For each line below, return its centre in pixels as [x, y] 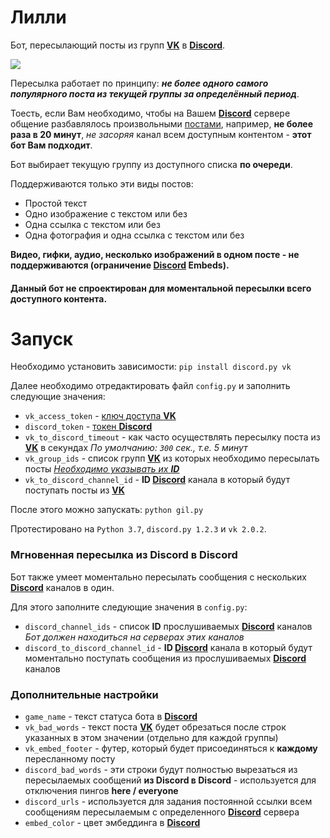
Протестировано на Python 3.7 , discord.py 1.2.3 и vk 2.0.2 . [138, 529]
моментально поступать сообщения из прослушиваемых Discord [165, 658]
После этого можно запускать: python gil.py [107, 510]
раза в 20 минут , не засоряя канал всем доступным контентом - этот [161, 134]
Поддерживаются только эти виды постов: [102, 183]
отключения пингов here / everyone [101, 791]
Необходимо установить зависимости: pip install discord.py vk [151, 367]
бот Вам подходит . [51, 145]
